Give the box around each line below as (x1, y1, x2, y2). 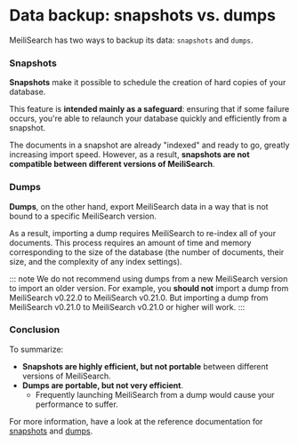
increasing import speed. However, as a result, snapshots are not (9, 149, 251, 160)
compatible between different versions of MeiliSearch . (9, 159, 215, 170)
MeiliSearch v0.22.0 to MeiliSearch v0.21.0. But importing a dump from (9, 292, 269, 303)
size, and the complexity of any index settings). (9, 256, 182, 266)
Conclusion (9, 323, 60, 336)
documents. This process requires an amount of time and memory (9, 237, 252, 248)
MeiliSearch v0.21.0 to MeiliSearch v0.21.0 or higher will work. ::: (9, 301, 246, 312)
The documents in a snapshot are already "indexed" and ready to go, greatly (9, 139, 290, 151)
